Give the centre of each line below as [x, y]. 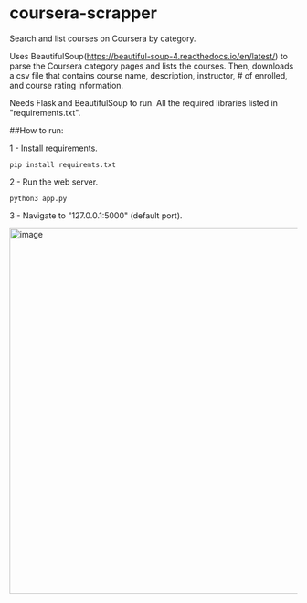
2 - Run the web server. [54, 182]
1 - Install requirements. [53, 148]
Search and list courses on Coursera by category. [103, 38]
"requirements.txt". [45, 112]
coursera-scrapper [84, 13]
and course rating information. [67, 85]
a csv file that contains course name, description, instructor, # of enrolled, [148, 75]
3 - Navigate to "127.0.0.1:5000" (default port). [96, 215]
